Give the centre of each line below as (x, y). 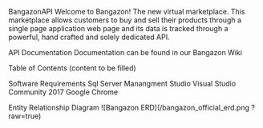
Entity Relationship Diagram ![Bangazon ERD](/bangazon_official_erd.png (129, 108)
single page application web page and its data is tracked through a (118, 28)
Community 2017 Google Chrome (63, 92)
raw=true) (25, 116)
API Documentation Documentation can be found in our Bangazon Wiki (125, 52)
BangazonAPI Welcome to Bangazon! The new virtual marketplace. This (127, 12)
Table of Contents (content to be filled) (72, 68)
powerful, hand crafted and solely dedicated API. (89, 37)
